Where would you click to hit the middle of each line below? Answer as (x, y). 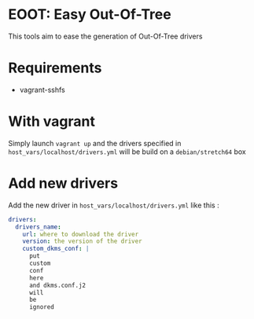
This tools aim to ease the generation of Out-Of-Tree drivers (105, 36)
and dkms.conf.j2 (57, 285)
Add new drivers (63, 183)
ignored (42, 307)
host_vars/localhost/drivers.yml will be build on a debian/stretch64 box (127, 152)
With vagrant (52, 121)
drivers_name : (38, 227)
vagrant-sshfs (42, 90)
